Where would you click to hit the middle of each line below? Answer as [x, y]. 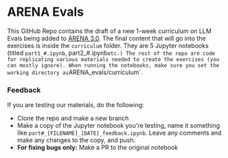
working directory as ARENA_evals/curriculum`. [75, 72]
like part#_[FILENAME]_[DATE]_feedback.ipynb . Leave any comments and [119, 133]
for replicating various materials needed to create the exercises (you [113, 59]
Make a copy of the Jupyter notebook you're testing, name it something [118, 126]
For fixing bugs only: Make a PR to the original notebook [98, 148]
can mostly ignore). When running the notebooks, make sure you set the [113, 65]
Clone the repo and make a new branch [73, 118]
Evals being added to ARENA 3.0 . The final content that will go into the [106, 38]
